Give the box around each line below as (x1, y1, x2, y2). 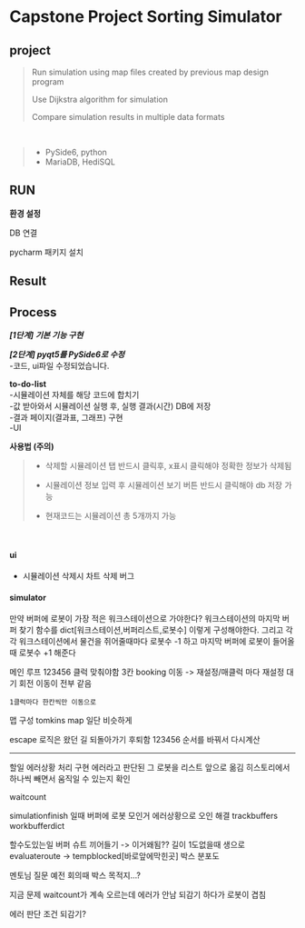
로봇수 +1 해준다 (18, 647, 76, 658)
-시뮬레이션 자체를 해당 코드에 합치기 (9, 389, 140, 401)
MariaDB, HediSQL (44, 156, 116, 167)
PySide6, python (44, 147, 107, 157)
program (31, 76, 64, 87)
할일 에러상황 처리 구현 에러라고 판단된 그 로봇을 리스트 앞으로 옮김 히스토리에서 (9, 762, 290, 773)
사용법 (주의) (9, 441, 54, 452)
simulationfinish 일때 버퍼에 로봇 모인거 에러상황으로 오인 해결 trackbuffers (9, 811, 279, 822)
